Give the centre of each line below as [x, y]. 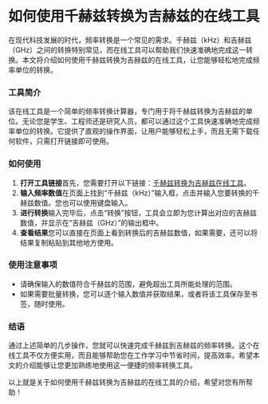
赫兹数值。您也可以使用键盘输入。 [76, 202]
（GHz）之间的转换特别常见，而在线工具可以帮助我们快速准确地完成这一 [127, 49]
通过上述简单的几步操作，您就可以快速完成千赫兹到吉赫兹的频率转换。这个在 [134, 345]
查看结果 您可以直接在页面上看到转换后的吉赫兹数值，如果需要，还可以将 [138, 233]
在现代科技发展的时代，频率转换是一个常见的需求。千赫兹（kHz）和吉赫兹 [130, 40]
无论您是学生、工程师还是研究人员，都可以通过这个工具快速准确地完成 [137, 121]
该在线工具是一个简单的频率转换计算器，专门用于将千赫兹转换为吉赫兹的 [127, 112]
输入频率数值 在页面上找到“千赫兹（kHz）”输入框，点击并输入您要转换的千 [139, 193]
